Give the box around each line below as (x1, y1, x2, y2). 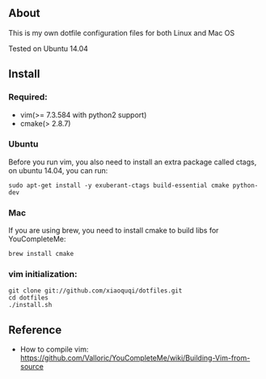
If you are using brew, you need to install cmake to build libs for (8, 226, 219, 236)
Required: (8, 92, 49, 103)
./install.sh (8, 301, 53, 309)
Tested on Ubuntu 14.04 (8, 44, 89, 53)
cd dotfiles (8, 294, 49, 302)
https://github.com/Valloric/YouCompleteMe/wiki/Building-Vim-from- (19, 353, 251, 363)
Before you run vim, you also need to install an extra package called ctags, (8, 157, 257, 167)
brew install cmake (8, 250, 74, 258)
